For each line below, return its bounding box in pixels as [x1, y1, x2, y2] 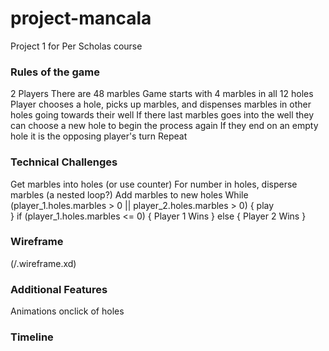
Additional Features [10, 282, 108, 296]
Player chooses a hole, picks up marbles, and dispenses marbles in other [10, 98, 312, 111]
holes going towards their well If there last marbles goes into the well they [10, 109, 315, 121]
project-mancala [10, 7, 152, 30]
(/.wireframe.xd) [10, 257, 77, 269]
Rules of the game [10, 65, 100, 79]
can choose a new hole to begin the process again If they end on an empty [10, 120, 319, 132]
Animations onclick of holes [10, 305, 125, 317]
